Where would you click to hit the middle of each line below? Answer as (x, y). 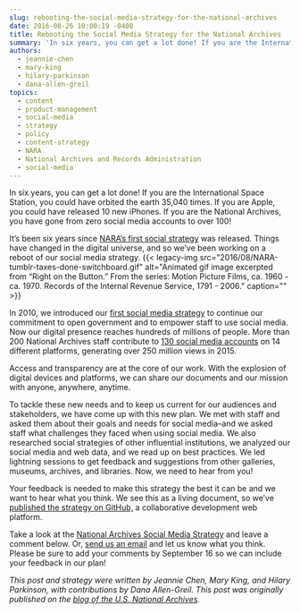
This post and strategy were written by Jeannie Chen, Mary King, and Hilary (150, 580)
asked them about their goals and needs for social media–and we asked (141, 424)
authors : (25, 51)
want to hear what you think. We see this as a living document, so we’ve (142, 498)
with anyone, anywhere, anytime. (70, 387)
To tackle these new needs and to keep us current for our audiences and (143, 404)
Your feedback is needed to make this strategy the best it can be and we (143, 489)
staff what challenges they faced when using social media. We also (133, 433)
